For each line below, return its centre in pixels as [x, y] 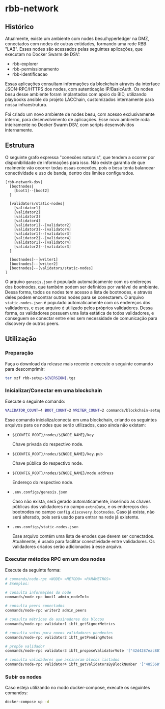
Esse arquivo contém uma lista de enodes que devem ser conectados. [83, 536]
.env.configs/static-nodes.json [45, 527]
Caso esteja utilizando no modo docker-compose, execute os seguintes [78, 688]
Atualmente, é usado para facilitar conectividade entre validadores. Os [83, 541]
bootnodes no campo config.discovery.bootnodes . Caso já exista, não [83, 512]
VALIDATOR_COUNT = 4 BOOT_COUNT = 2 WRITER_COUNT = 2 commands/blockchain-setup [83, 410]
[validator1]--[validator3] [42, 234]
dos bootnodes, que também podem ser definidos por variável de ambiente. [82, 287]
